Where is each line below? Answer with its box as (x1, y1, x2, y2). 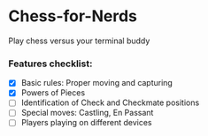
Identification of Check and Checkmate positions (20, 97, 200, 108)
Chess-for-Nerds (8, 6, 138, 26)
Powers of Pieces (20, 87, 86, 98)
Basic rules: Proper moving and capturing (20, 78, 173, 88)
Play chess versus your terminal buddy (8, 35, 150, 46)
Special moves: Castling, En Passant (20, 108, 154, 118)
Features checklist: (8, 57, 93, 70)
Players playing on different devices (20, 117, 152, 128)
